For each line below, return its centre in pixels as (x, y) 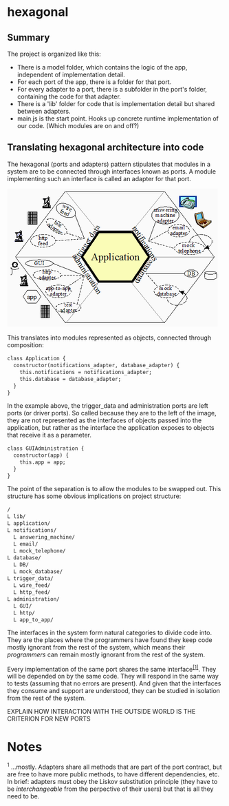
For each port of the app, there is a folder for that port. (94, 82)
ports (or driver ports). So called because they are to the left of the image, (112, 413)
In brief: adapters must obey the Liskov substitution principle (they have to (112, 782)
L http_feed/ (32, 592)
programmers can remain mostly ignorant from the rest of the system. (106, 654)
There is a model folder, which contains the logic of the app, (102, 67)
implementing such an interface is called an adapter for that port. (99, 178)
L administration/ (33, 599)
